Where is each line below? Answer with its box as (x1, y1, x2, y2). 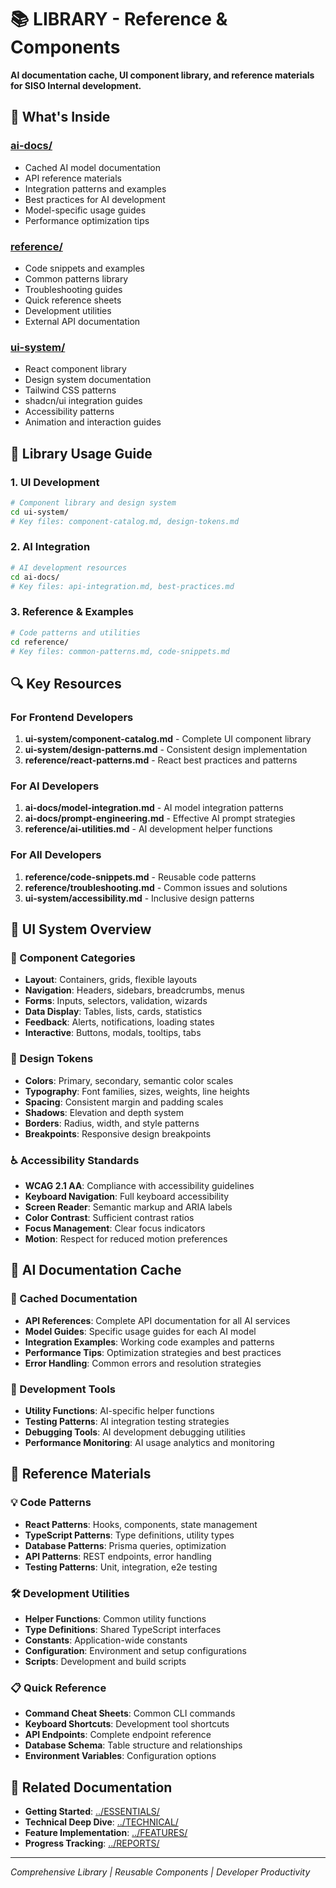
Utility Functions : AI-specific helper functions (24, 1404, 215, 1416)
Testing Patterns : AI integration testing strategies (24, 1415, 230, 1427)
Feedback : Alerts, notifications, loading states (24, 1016, 215, 1028)
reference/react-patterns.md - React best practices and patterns (24, 754, 298, 766)
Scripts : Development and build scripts (24, 1655, 187, 1667)
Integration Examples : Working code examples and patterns (24, 1336, 275, 1348)
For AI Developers (10, 779, 100, 793)
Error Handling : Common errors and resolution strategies (24, 1357, 262, 1369)
